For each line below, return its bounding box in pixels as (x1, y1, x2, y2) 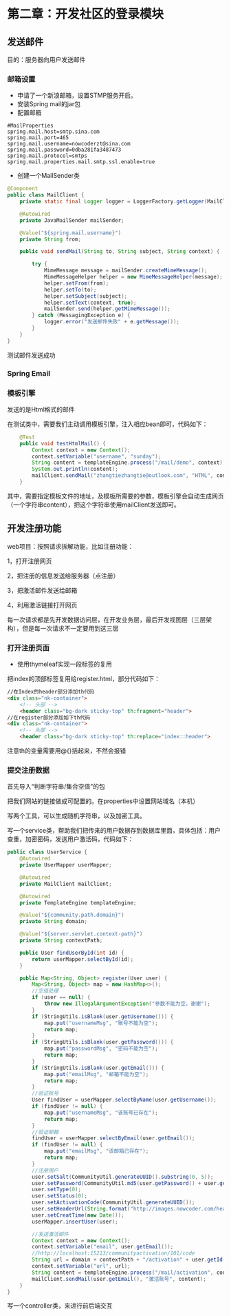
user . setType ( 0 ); (32, 1186, 81, 1193)
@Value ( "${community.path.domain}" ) (19, 911, 125, 919)
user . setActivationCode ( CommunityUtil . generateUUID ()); (32, 1199, 195, 1206)
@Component (7, 185, 38, 192)
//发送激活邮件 (32, 1231, 69, 1237)
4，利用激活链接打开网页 (7, 600, 78, 609)
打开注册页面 (7, 642, 50, 652)
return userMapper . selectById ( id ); (32, 955, 134, 962)
